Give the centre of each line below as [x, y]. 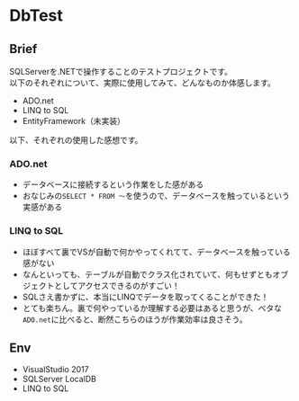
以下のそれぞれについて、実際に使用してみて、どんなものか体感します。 [143, 83]
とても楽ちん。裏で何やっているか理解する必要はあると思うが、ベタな [152, 307]
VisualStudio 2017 [55, 370]
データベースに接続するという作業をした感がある [113, 184]
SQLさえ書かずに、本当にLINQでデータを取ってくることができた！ [145, 297]
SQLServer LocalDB [59, 379]
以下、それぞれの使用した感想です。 [76, 140]
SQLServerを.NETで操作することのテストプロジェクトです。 [121, 71]
